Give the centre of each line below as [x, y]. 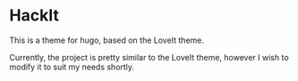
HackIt [34, 16]
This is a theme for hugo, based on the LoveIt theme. [106, 40]
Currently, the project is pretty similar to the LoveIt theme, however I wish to [149, 57]
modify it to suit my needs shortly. [72, 67]
